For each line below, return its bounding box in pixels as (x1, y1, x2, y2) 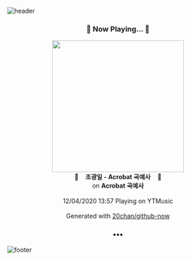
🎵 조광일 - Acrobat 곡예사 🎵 (74, 173, 162, 181)
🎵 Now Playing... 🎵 (86, 24, 150, 34)
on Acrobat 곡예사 (92, 181, 144, 190)
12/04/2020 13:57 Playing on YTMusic (62, 197, 173, 205)
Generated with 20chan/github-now (66, 212, 170, 221)
